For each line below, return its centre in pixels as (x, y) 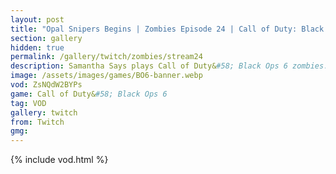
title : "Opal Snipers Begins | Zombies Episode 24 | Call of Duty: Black (167, 29)
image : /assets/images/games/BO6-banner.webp (106, 76)
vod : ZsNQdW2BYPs (46, 85)
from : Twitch (37, 122)
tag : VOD (28, 103)
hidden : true (37, 47)
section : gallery (46, 38)
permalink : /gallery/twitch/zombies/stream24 (106, 57)
